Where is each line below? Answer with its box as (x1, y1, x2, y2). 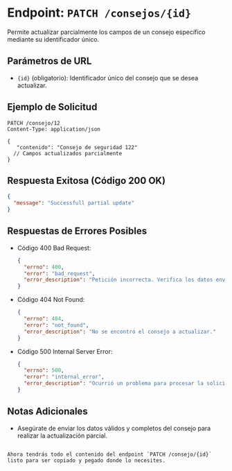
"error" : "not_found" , (24, 321, 89, 329)
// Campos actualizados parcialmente (13, 150, 123, 157)
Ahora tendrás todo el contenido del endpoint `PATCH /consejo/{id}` (7, 451, 213, 458)
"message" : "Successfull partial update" (13, 200, 135, 207)
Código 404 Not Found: (17, 296, 85, 304)
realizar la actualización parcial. (17, 431, 107, 440)
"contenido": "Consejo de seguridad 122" (16, 144, 138, 151)
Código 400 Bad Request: (17, 243, 91, 252)
